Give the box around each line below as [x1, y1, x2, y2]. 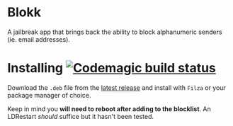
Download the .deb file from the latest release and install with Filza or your [7, 83, 227, 92]
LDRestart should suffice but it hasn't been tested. [7, 112, 154, 120]
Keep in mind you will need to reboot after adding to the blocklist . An [7, 104, 211, 113]
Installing [7, 60, 64, 76]
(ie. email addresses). [7, 35, 71, 43]
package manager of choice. [7, 91, 91, 99]
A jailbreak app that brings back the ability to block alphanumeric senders [7, 28, 222, 36]
